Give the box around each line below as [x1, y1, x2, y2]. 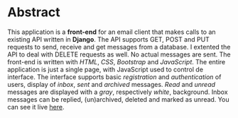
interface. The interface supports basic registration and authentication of [7, 72, 222, 81]
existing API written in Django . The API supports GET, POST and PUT [7, 35, 210, 43]
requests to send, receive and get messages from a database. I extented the [7, 42, 231, 51]
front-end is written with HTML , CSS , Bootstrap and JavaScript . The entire [7, 57, 226, 66]
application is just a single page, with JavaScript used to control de [7, 65, 204, 73]
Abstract [7, 4, 60, 20]
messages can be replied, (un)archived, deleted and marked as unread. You [7, 95, 229, 103]
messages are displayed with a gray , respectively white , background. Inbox [7, 88, 229, 96]
